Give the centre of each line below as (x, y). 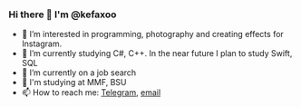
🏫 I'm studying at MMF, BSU (74, 83)
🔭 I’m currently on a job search (79, 73)
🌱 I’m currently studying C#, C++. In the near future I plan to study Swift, (157, 53)
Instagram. (42, 44)
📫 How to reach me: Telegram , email (91, 92)
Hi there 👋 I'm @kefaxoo (63, 15)
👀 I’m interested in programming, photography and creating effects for (153, 34)
